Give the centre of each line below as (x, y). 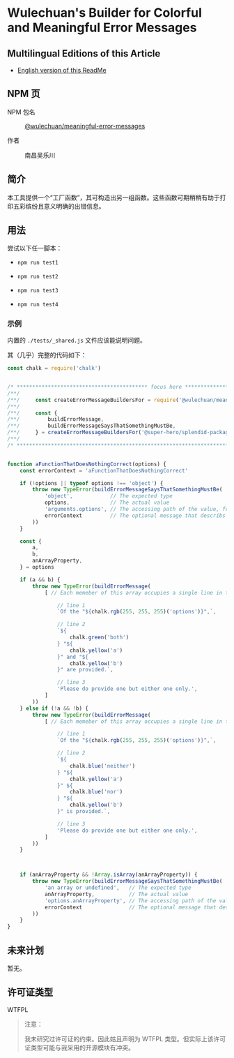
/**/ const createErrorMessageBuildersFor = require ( (93, 400)
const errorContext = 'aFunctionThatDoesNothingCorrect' (104, 470)
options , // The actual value (107, 503)
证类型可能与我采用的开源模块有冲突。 (79, 1048)
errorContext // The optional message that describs (135, 515)
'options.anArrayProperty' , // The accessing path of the (130, 901)
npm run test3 (38, 291)
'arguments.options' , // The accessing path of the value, (132, 509)
